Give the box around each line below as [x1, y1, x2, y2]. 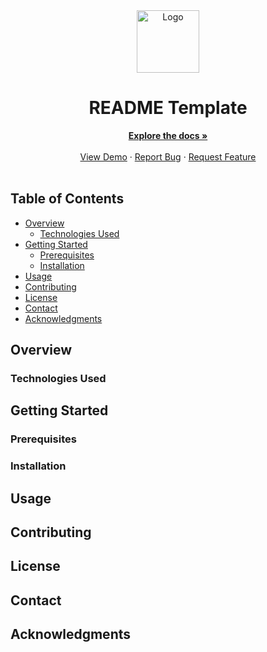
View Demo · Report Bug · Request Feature [79, 150, 257, 163]
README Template [88, 97, 248, 119]
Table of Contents [10, 190, 125, 208]
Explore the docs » [128, 129, 208, 141]
